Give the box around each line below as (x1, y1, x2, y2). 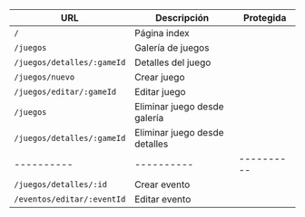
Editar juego (134, 86, 186, 98)
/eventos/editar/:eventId (14, 194, 126, 204)
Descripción (155, 12, 210, 24)
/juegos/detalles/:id (14, 180, 107, 189)
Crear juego (134, 71, 185, 83)
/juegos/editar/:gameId (14, 87, 117, 97)
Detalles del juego (134, 56, 212, 69)
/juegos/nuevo (14, 72, 75, 82)
